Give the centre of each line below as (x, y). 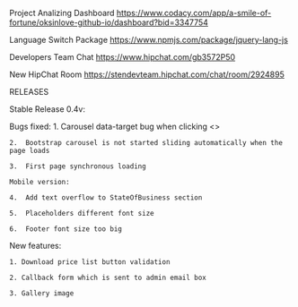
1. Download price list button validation (90, 262)
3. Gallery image (42, 294)
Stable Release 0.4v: (48, 109)
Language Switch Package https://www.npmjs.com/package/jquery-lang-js (149, 40)
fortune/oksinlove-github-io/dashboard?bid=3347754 (109, 22)
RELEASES (29, 92)
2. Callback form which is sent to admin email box (108, 277)
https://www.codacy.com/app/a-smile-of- (194, 13)
